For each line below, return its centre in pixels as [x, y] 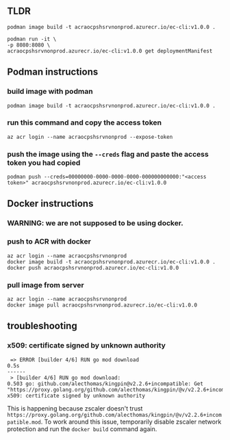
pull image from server [46, 285]
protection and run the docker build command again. [82, 429]
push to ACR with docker [49, 242]
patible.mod [24, 422]
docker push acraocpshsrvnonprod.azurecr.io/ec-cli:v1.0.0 [93, 268]
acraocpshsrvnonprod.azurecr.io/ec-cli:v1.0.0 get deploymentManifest [110, 51]
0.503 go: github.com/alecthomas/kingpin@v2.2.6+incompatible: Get [105, 384]
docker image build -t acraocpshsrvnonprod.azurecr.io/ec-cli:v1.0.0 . [111, 262]
